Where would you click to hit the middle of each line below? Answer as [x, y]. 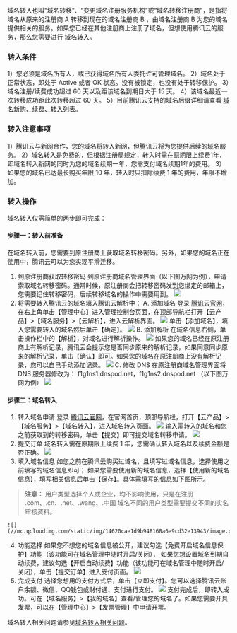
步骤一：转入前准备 [35, 236]
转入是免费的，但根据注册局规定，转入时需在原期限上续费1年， [134, 155]
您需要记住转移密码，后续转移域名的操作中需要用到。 [95, 294]
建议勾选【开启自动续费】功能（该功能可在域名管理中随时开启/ [133, 563]
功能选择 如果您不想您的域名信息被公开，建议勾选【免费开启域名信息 [117, 545]
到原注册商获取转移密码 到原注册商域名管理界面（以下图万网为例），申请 [122, 277]
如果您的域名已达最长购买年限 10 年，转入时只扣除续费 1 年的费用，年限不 [114, 173]
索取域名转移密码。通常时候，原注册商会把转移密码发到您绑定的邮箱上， [122, 286]
